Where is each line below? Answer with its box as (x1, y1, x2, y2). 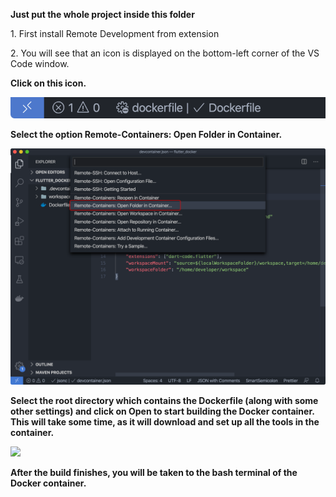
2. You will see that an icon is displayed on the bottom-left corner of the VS (10, 47, 320, 59)
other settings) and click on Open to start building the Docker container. (10, 405, 315, 417)
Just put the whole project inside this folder (10, 9, 195, 20)
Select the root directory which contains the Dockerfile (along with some (10, 394, 319, 406)
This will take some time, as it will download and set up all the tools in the (10, 415, 320, 428)
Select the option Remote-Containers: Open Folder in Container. (10, 128, 283, 140)
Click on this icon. (10, 77, 87, 89)
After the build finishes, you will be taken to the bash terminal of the (10, 466, 298, 478)
